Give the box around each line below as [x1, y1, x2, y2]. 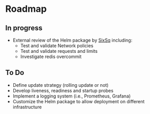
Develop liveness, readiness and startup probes [12, 87, 114, 93]
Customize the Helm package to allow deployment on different [12, 98, 145, 104]
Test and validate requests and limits [20, 48, 98, 54]
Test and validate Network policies [20, 43, 94, 49]
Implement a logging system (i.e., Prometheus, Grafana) [12, 93, 131, 99]
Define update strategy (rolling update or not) [12, 82, 109, 88]
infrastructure [12, 104, 42, 110]
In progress [5, 24, 42, 32]
